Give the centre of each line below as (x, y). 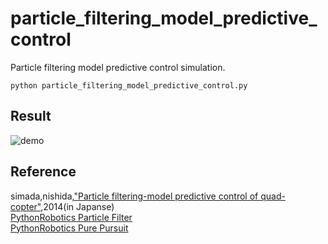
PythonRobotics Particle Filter (71, 217)
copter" (26, 206)
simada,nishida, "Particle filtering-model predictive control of (134, 196)
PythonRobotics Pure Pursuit (69, 228)
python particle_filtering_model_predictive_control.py (129, 85)
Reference (43, 172)
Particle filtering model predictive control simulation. (118, 67)
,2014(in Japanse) (77, 206)
